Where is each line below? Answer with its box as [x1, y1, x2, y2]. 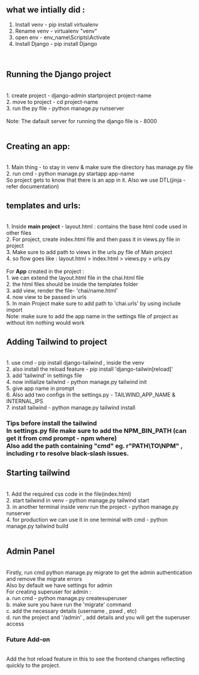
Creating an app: [6, 141, 71, 152]
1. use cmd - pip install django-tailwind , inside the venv [6, 359, 145, 366]
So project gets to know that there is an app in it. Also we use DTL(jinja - [6, 176, 186, 184]
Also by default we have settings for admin [6, 581, 113, 589]
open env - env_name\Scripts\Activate [14, 33, 110, 41]
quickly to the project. [6, 661, 61, 669]
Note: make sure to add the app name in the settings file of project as [6, 313, 178, 320]
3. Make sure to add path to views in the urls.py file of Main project [6, 249, 172, 256]
